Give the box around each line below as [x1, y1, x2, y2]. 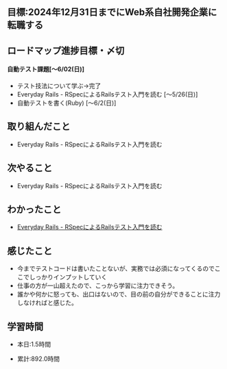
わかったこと [7, 204, 62, 215]
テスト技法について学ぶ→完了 [16, 81, 101, 90]
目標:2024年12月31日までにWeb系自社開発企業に [7, 6, 217, 18]
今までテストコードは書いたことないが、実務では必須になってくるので [16, 264, 215, 272]
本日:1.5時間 [16, 340, 51, 348]
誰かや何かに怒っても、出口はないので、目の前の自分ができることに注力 [16, 290, 221, 298]
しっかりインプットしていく [29, 273, 108, 281]
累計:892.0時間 [16, 355, 60, 363]
